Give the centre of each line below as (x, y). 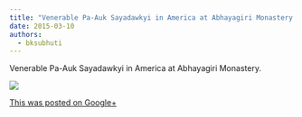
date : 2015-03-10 (42, 26)
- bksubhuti (40, 43)
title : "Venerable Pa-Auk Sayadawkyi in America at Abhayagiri (131, 18)
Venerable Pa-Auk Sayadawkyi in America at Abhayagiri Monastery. (136, 68)
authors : (26, 34)
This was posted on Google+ (63, 103)
